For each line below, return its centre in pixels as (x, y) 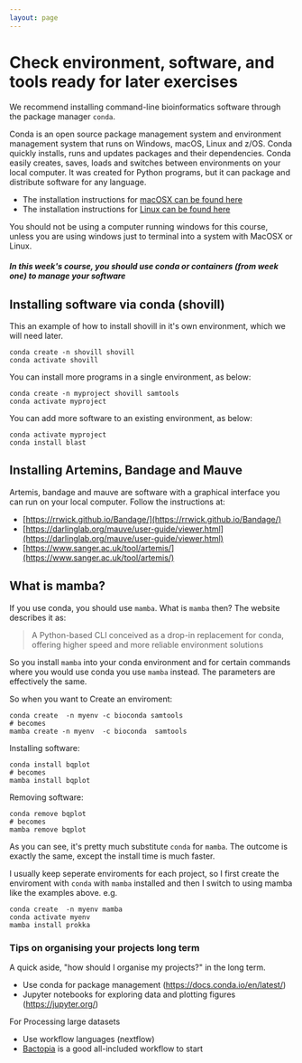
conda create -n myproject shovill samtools (94, 393)
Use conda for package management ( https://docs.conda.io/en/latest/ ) (154, 984)
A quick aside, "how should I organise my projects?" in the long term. (137, 967)
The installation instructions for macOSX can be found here (133, 199)
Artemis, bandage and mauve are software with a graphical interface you (145, 492)
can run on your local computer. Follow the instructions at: (117, 502)
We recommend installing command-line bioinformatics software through (145, 107)
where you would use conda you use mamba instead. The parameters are (142, 672)
